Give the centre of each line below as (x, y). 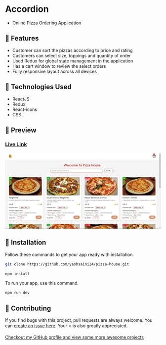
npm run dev (17, 293)
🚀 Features (22, 38)
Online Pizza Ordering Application (47, 23)
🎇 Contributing (28, 308)
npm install (17, 274)
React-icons (24, 109)
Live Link (16, 144)
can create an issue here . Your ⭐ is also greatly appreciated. (66, 326)
